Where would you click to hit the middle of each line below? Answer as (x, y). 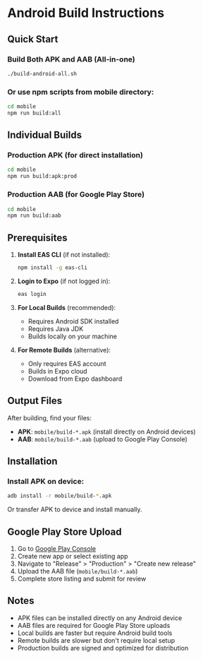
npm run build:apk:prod (42, 177)
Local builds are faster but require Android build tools (95, 633)
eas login (32, 294)
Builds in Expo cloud (57, 371)
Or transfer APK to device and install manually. (75, 509)
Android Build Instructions (86, 13)
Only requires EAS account (67, 363)
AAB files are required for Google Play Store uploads (94, 625)
